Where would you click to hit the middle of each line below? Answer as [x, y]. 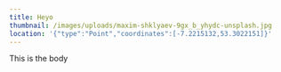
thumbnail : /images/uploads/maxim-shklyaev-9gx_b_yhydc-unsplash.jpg [141, 25]
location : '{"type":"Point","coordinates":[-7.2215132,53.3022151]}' [141, 33]
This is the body [39, 59]
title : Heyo [31, 17]
